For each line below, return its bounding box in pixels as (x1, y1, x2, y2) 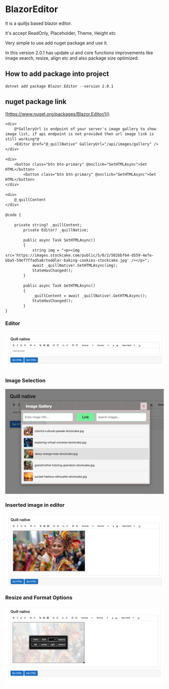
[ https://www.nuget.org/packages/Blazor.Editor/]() (5, 111, 110, 117)
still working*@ (5, 136, 39, 142)
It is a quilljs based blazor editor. (5, 20, 72, 26)
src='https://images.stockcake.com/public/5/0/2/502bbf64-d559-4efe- (5, 253, 154, 258)
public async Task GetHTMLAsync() (23, 283, 96, 288)
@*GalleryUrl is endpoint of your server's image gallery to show (14, 126, 156, 131)
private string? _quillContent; (14, 222, 82, 227)
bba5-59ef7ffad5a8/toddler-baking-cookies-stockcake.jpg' (5, 258, 129, 263)
